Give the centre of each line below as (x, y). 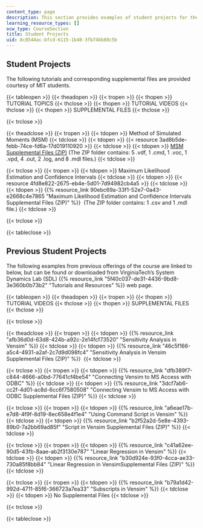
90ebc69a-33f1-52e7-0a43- (126, 189)
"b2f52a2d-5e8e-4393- (159, 421)
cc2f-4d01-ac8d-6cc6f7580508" (48, 389)
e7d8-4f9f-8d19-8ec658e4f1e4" (47, 414)
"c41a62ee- (179, 445)
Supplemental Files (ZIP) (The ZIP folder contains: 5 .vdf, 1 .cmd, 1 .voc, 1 (97, 152)
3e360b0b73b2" (27, 285)
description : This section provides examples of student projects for (97, 17)
